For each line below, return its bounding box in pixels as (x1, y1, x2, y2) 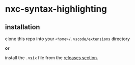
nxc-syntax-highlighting (5, 3, 107, 15)
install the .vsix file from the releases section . (5, 55, 98, 61)
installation (5, 23, 40, 31)
